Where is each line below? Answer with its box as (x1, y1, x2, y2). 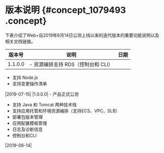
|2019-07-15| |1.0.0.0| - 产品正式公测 (5, 91, 79, 97)
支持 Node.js (12, 75, 38, 80)
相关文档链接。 (5, 38, 35, 44)
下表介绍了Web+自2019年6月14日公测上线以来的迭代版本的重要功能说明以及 (5, 32, 160, 38)
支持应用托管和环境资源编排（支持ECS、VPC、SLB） (12, 108, 120, 114)
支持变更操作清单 (12, 80, 47, 86)
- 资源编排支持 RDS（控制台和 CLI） (29, 61, 113, 68)
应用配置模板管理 (12, 120, 47, 126)
